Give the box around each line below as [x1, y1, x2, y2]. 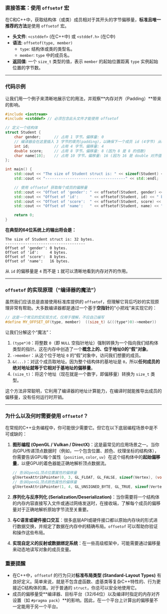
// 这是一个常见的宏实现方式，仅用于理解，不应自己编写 [5, 315, 104, 320]
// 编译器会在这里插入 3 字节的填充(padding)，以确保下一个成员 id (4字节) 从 [14, 139, 162, 144]
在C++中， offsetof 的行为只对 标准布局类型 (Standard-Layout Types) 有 [12, 573, 162, 579]
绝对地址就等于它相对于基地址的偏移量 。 [12, 365, 95, 371]
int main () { [5, 167, 32, 172]
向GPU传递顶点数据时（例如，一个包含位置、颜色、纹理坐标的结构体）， [12, 448, 159, 454]
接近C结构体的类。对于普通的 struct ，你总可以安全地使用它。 [12, 585, 139, 591]
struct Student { [5, 130, 41, 135]
